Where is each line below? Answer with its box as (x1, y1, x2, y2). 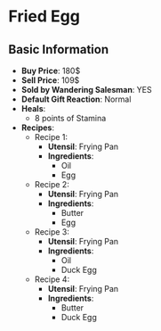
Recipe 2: (34, 179, 70, 189)
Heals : (20, 103, 46, 113)
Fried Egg (8, 6, 81, 27)
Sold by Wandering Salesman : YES (20, 85, 152, 95)
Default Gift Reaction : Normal (20, 94, 132, 104)
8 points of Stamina (34, 113, 107, 123)
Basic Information (8, 42, 109, 57)
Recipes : (20, 122, 55, 133)
